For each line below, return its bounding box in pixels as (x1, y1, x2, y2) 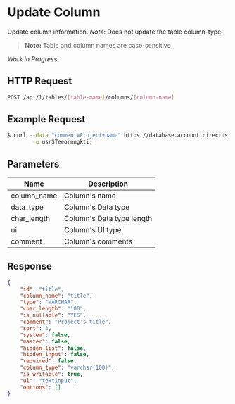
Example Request (7, 113, 86, 125)
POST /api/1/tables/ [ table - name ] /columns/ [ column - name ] (7, 94, 174, 101)
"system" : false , (20, 332, 71, 339)
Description (87, 179, 129, 189)
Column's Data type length (64, 214, 153, 223)
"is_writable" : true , (20, 371, 83, 378)
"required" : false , (20, 358, 77, 365)
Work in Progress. (7, 54, 60, 63)
